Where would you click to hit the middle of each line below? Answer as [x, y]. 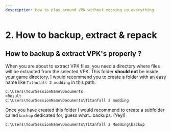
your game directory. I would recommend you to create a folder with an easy [86, 77]
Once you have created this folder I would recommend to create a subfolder [85, 110]
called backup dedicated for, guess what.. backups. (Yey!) [66, 115]
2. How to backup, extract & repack [81, 35]
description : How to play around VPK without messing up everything [80, 10]
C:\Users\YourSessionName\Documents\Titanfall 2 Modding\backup [75, 124]
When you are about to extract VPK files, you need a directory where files [83, 66]
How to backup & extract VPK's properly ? [74, 54]
